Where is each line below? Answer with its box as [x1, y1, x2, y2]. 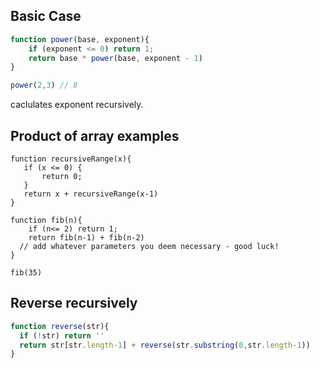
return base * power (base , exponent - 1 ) [28, 53, 203, 63]
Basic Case [10, 8, 82, 25]
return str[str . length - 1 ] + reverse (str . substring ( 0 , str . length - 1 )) [19, 340, 311, 350]
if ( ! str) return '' [19, 330, 105, 341]
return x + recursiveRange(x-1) [23, 189, 159, 199]
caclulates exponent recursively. [10, 99, 144, 111]
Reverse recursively [10, 295, 138, 312]
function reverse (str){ [10, 321, 110, 331]
